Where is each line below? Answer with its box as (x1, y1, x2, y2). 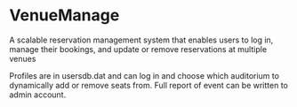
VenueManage (9, 5, 120, 26)
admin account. (9, 89, 67, 100)
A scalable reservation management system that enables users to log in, (9, 34, 274, 45)
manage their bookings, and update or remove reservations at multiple (9, 43, 268, 54)
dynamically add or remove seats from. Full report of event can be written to (9, 80, 289, 90)
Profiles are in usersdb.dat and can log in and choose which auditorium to (9, 70, 280, 80)
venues (9, 53, 36, 64)
